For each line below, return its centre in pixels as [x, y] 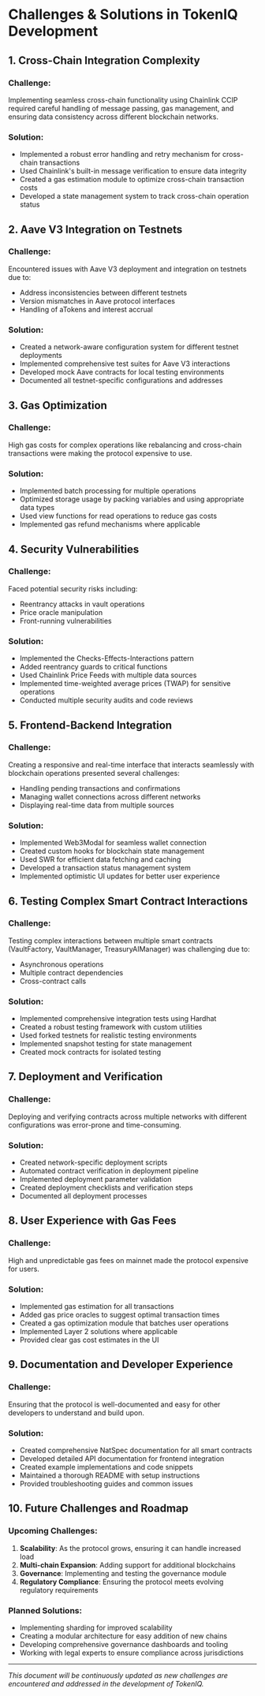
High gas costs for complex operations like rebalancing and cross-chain [125, 445]
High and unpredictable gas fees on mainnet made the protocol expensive [128, 1260]
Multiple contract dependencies [71, 972]
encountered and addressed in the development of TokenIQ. [106, 1684]
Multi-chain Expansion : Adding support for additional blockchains [127, 1565]
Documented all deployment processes [83, 1196]
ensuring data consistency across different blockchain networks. [114, 117]
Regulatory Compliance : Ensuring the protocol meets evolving [121, 1582]
